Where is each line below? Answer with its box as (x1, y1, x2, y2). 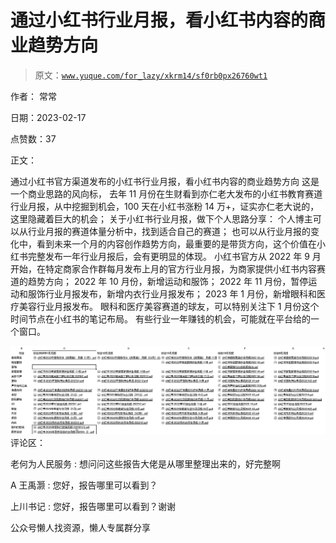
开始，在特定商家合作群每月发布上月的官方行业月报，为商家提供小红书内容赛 (10, 262, 326, 275)
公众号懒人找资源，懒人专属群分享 (10, 522, 151, 534)
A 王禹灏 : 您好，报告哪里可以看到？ (10, 479, 158, 491)
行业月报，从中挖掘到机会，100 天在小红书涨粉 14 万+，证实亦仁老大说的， (10, 200, 320, 212)
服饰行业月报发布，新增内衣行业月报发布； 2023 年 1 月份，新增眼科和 (27, 287, 317, 300)
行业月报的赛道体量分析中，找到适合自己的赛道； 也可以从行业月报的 (27, 225, 311, 237)
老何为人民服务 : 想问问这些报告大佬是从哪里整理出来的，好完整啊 (10, 458, 281, 470)
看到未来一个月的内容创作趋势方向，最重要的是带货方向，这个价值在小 (36, 237, 326, 250)
